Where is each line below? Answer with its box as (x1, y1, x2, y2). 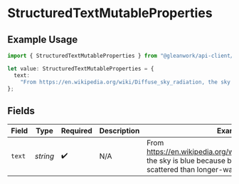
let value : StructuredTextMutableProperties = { (7, 65, 154, 72)
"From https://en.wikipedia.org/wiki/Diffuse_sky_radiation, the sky (20, 78, 231, 86)
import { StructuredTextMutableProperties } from (7, 52, 158, 59)
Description (99, 126, 140, 136)
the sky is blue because (147, 155, 225, 165)
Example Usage (7, 34, 78, 46)
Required (60, 126, 92, 136)
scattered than (147, 165, 196, 175)
